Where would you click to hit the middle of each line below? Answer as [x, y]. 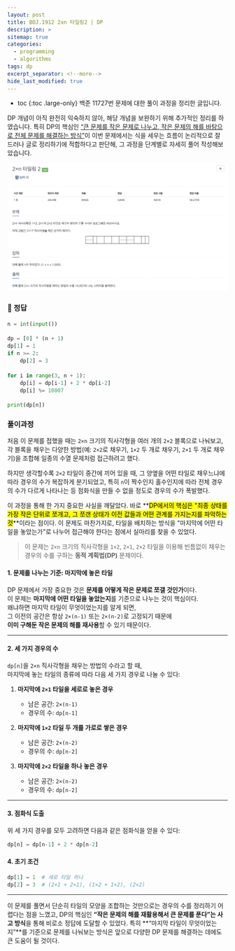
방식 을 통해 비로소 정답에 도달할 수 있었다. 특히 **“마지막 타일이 [101, 923]
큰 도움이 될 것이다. [33, 941]
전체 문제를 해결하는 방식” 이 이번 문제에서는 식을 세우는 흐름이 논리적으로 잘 [117, 135]
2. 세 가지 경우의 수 [33, 649]
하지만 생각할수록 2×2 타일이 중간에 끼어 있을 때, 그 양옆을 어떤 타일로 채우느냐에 [116, 473]
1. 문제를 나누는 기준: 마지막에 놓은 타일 [60, 573]
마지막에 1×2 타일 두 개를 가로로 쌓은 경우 [72, 727]
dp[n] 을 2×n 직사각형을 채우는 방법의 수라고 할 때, [74, 665]
